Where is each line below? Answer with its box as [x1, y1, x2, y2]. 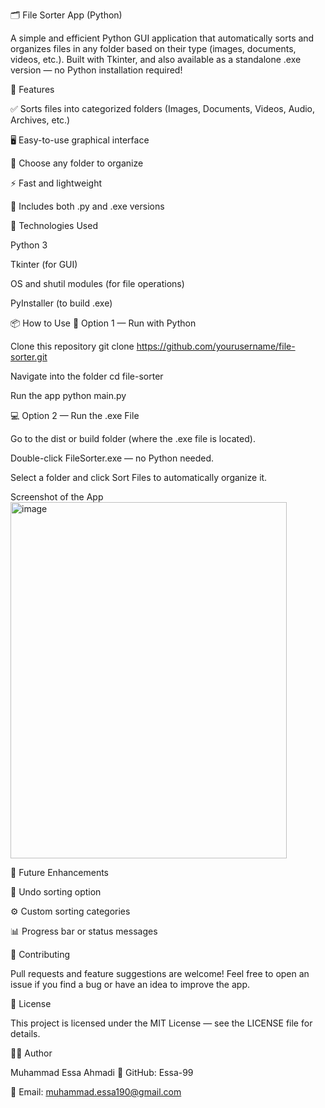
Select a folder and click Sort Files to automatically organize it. [10, 472, 268, 483]
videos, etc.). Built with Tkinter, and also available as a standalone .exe [10, 54, 302, 65]
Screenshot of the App [10, 491, 104, 503]
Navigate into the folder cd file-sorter [10, 370, 164, 382]
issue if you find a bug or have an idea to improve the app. [10, 979, 251, 990]
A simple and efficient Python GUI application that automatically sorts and [10, 32, 315, 44]
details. [10, 1028, 41, 1039]
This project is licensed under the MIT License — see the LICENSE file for [10, 1017, 313, 1029]
